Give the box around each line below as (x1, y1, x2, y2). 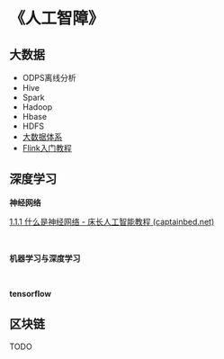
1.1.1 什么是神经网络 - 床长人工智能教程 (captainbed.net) (9, 216, 215, 227)
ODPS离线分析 (22, 73, 76, 83)
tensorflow (9, 288, 52, 299)
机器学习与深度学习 (9, 253, 81, 264)
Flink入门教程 (22, 143, 72, 153)
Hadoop (22, 102, 52, 112)
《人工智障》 (9, 8, 105, 29)
